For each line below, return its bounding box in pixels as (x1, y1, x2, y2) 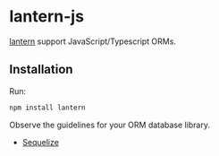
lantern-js (9, 6, 85, 27)
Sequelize (21, 136, 60, 147)
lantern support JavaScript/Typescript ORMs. (9, 36, 177, 47)
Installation (9, 62, 73, 77)
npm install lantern (9, 103, 87, 112)
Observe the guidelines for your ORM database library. (9, 119, 210, 130)
